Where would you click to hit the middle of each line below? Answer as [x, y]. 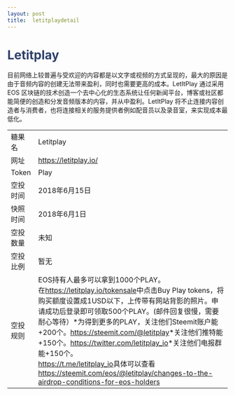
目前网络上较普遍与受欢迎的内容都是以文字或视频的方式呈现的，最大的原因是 [117, 75]
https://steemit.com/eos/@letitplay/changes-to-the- [126, 374]
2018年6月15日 [65, 191]
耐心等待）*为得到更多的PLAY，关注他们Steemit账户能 [128, 322]
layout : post [26, 14]
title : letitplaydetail [43, 20]
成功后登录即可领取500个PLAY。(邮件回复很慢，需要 [132, 311]
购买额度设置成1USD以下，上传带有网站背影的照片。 [125, 301]
